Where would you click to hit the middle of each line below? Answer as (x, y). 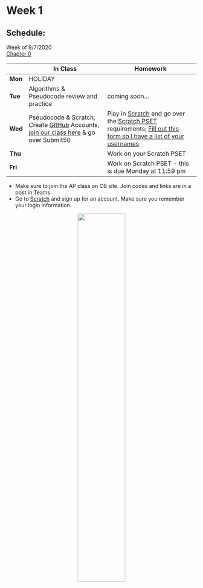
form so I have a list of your (146, 136)
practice (40, 104)
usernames (123, 144)
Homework (151, 69)
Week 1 (24, 11)
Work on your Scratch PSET (147, 153)
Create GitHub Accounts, (64, 125)
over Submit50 (50, 140)
